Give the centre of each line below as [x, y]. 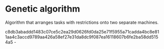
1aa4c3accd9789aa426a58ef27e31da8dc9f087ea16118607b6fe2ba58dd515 [82, 37]
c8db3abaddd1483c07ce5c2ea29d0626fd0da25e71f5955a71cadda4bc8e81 [82, 32]
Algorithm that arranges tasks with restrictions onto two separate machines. [82, 22]
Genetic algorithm [42, 9]
